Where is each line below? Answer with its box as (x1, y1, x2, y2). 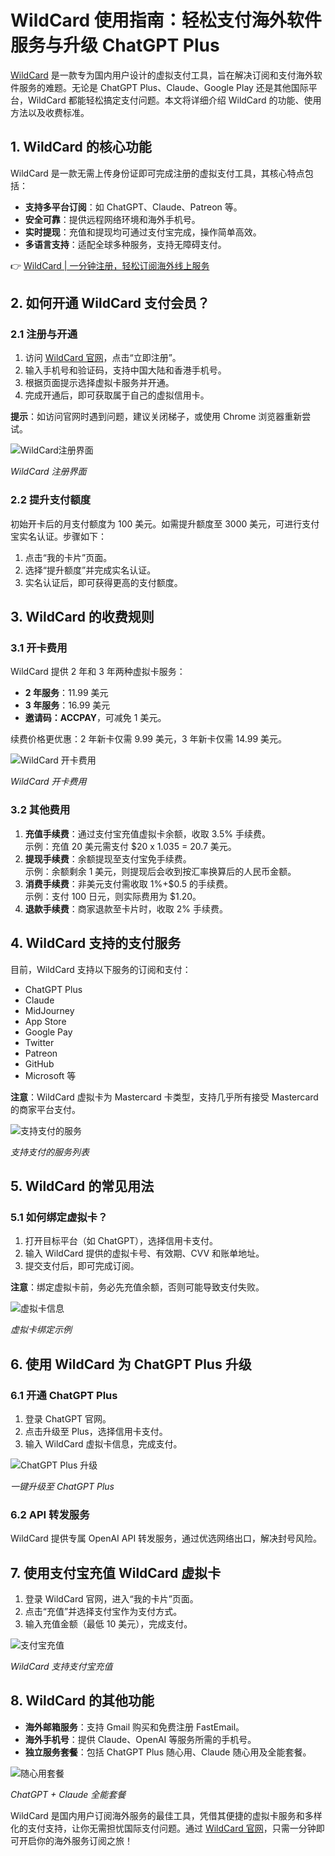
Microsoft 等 (24, 1069, 77, 1081)
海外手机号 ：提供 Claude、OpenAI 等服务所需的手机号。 (24, 1733, 257, 1745)
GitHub (24, 1057, 55, 1070)
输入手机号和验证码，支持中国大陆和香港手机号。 (24, 364, 227, 376)
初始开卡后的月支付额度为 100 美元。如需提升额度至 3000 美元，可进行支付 (10, 517, 320, 530)
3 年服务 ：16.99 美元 (24, 699, 111, 711)
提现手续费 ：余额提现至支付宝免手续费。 (24, 852, 192, 865)
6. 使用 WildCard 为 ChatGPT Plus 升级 (10, 1356, 252, 1373)
